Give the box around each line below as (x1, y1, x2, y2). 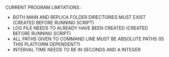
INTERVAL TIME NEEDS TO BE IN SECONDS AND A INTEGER (12, 47, 141, 52)
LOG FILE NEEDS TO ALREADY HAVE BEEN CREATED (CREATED (12, 25, 149, 31)
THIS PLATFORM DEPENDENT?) (12, 41, 80, 47)
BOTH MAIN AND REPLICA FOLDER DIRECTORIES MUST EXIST (12, 14, 146, 20)
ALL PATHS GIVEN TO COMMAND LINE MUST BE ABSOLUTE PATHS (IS (12, 36, 164, 42)
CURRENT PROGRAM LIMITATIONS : (5, 5, 82, 10)
